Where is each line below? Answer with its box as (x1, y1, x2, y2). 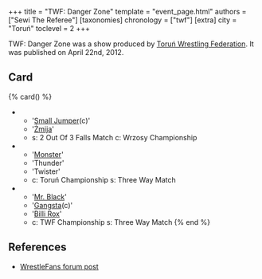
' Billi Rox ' (31, 209, 62, 218)
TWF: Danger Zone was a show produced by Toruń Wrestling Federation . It (8, 39, 255, 49)
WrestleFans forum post (19, 261, 100, 271)
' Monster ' (31, 149, 64, 159)
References (8, 241, 67, 254)
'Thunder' (31, 158, 65, 167)
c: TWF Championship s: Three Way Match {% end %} (31, 217, 211, 226)
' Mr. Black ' (31, 191, 68, 202)
